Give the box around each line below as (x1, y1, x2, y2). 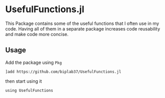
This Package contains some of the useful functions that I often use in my (5, 20, 159, 26)
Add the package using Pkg (5, 59, 62, 66)
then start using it (5, 78, 42, 84)
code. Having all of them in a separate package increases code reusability (5, 25, 160, 31)
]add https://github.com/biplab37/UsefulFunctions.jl (5, 69, 122, 74)
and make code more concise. (5, 31, 69, 37)
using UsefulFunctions (5, 88, 53, 93)
